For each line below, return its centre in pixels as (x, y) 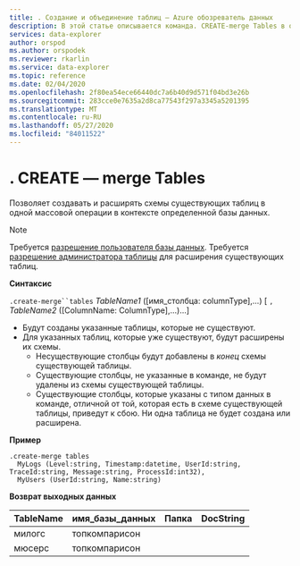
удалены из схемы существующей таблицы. (120, 384)
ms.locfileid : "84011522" (57, 134)
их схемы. (41, 346)
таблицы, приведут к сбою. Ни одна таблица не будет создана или (163, 413)
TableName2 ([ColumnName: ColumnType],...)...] (100, 310)
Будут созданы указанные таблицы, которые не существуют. (139, 327)
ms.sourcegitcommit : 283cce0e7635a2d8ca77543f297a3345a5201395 (129, 101)
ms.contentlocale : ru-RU (55, 117)
